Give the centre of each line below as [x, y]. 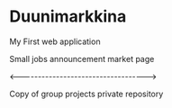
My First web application [55, 41]
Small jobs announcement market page [82, 58]
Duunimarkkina [68, 17]
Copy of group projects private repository [86, 94]
